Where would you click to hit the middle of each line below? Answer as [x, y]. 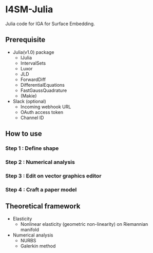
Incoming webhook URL [46, 107]
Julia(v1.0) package [33, 52]
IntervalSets [33, 63]
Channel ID [32, 118]
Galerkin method [38, 246]
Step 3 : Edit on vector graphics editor [53, 176]
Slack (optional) [29, 101]
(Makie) [28, 95]
